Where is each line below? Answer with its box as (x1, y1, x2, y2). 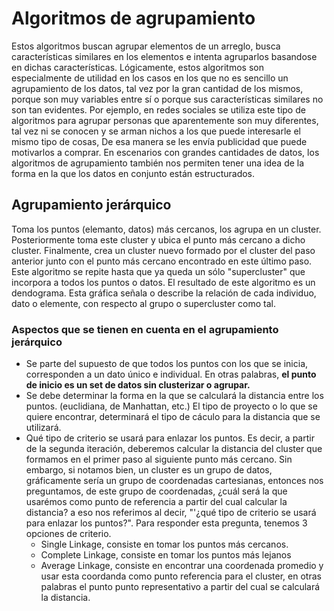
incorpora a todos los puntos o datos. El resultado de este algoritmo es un (11, 276, 316, 288)
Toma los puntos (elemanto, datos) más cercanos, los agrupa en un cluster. (11, 223, 322, 235)
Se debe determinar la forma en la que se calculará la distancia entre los (25, 390, 324, 402)
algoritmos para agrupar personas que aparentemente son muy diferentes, (11, 114, 319, 126)
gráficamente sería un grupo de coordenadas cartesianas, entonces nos (25, 475, 324, 487)
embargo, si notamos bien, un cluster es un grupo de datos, (25, 464, 273, 476)
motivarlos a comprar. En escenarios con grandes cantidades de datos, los (11, 146, 320, 158)
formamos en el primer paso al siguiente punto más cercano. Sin (25, 453, 293, 466)
